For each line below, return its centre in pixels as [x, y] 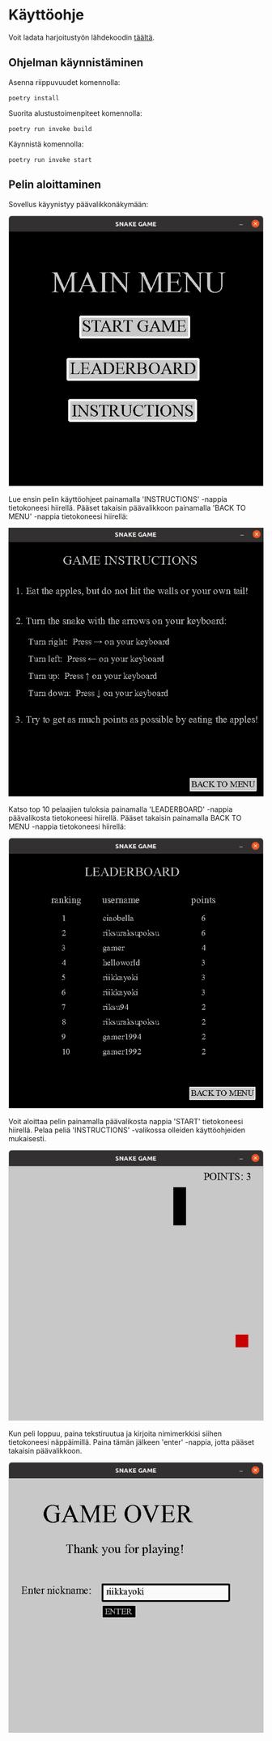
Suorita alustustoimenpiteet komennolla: [76, 113]
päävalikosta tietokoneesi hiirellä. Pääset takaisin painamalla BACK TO [125, 817]
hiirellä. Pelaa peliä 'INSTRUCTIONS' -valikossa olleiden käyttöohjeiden [127, 1130]
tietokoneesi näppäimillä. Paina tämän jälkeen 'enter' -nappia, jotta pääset [132, 1442]
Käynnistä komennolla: [46, 144]
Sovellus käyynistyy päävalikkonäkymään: [78, 204]
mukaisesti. [28, 1138]
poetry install [34, 98]
